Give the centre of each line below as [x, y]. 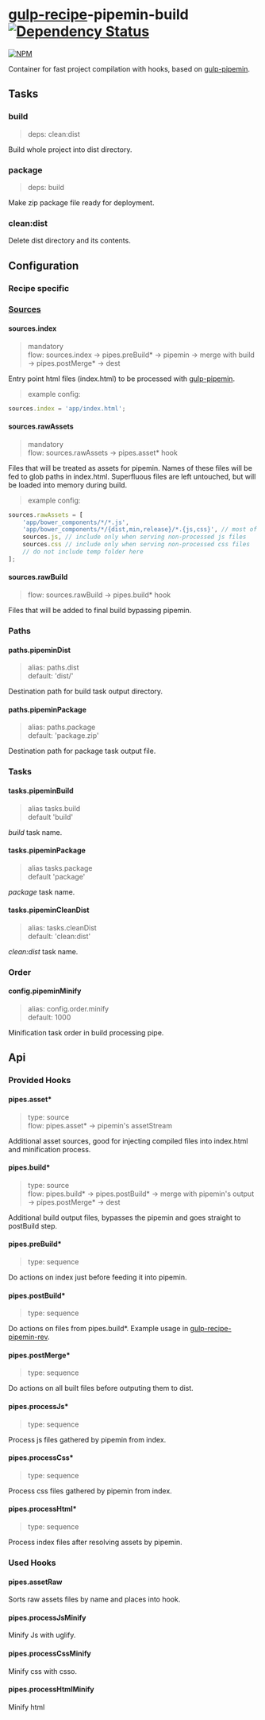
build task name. [35, 832]
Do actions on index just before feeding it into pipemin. [98, 1277]
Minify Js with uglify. [42, 1635]
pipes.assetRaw [35, 1582]
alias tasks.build [54, 808]
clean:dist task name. [43, 951]
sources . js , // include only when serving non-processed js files [134, 537]
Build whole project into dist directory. [70, 149]
